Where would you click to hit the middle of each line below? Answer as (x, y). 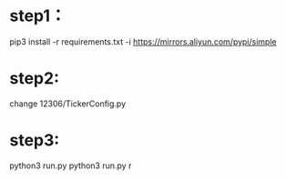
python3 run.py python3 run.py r (71, 165)
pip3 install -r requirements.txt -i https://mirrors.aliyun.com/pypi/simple (143, 41)
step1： (38, 16)
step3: (35, 140)
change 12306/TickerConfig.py (68, 104)
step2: (34, 79)
